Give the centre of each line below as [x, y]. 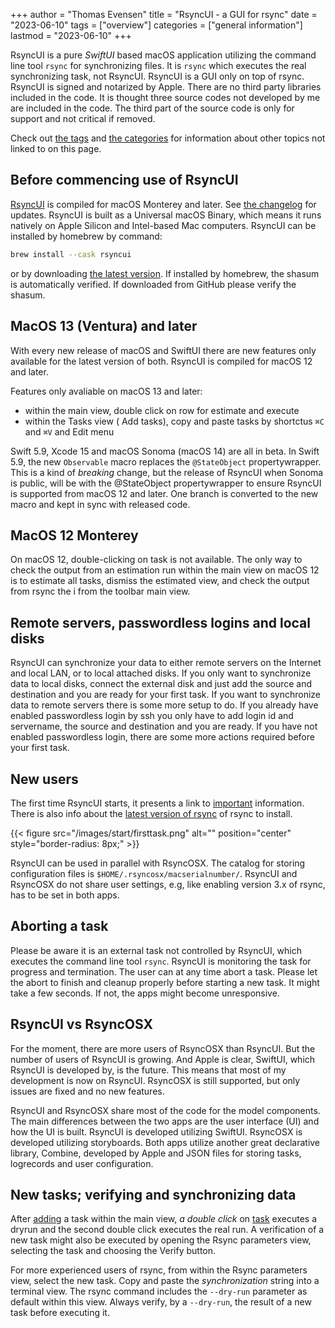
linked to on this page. [56, 148]
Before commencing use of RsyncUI [124, 180]
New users [44, 779]
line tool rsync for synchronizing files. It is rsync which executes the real [158, 65]
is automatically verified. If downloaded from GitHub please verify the [153, 284]
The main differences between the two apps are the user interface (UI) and [165, 1121]
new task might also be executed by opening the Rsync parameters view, [161, 1240]
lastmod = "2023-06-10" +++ [71, 35]
